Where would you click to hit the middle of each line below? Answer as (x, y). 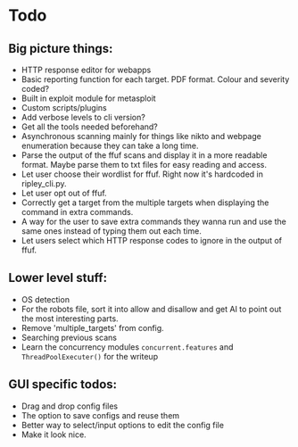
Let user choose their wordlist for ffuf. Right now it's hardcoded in (142, 174)
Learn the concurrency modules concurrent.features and (127, 347)
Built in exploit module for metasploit (89, 98)
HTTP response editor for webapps (86, 70)
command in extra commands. (77, 212)
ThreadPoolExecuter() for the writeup (89, 356)
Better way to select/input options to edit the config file (123, 425)
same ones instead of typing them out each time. (111, 231)
